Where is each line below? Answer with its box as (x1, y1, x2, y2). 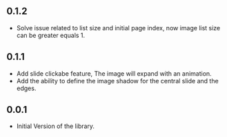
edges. (16, 84, 37, 92)
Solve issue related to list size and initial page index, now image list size (16, 23, 221, 32)
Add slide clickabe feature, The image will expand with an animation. (16, 69, 212, 78)
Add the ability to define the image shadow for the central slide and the (16, 76, 219, 85)
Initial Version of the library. (16, 122, 95, 130)
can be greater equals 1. (16, 31, 86, 39)
